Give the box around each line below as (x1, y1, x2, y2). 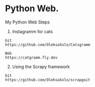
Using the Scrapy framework (12, 64, 70, 69)
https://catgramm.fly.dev (5, 55, 57, 60)
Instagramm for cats (12, 28, 53, 34)
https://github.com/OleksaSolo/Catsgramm (5, 42, 91, 47)
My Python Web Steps (5, 19, 50, 25)
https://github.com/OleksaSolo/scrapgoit (5, 77, 91, 82)
